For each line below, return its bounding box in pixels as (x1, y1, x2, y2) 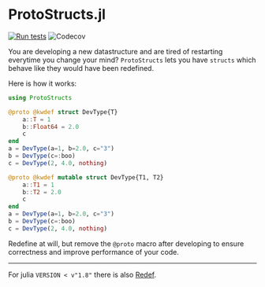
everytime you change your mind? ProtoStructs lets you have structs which (8, 55, 256, 64)
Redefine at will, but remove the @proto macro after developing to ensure (8, 238, 244, 248)
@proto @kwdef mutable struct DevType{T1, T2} (8, 173, 164, 182)
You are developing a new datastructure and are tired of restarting (8, 46, 223, 56)
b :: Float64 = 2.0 (22, 123, 80, 131)
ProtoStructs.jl (8, 6, 106, 24)
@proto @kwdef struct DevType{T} (8, 108, 118, 116)
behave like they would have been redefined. (8, 63, 155, 72)
